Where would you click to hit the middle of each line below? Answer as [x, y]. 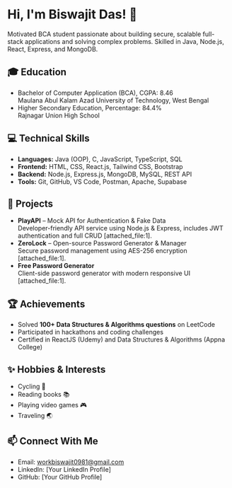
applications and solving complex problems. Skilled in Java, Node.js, [124, 41]
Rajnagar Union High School [59, 115]
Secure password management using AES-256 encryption [102, 251]
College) [30, 347]
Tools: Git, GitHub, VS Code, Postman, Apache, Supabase [102, 181]
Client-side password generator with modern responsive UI [104, 273]
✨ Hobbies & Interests [57, 370]
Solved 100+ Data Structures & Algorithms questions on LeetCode [116, 325]
